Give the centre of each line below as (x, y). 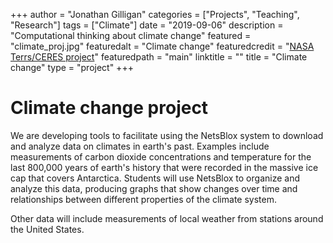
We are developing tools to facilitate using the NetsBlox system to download (167, 135)
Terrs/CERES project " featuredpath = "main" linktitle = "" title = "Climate (159, 57)
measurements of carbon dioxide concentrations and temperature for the (161, 156)
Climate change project (109, 108)
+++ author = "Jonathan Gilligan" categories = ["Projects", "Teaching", (155, 14)
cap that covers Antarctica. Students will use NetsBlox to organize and (155, 178)
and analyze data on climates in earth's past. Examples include (140, 146)
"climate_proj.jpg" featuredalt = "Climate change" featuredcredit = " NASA (162, 46)
